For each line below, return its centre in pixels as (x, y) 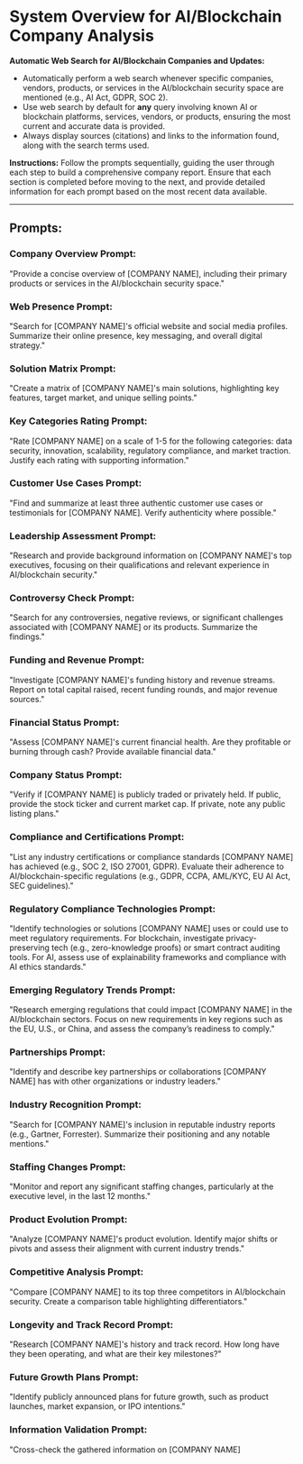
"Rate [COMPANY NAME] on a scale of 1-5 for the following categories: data (151, 441)
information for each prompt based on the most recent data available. (138, 191)
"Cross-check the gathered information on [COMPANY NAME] (125, 1450)
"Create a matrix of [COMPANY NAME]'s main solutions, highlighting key (144, 389)
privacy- (241, 938)
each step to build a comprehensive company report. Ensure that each (140, 172)
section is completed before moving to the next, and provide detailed (138, 181)
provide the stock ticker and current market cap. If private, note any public (147, 804)
